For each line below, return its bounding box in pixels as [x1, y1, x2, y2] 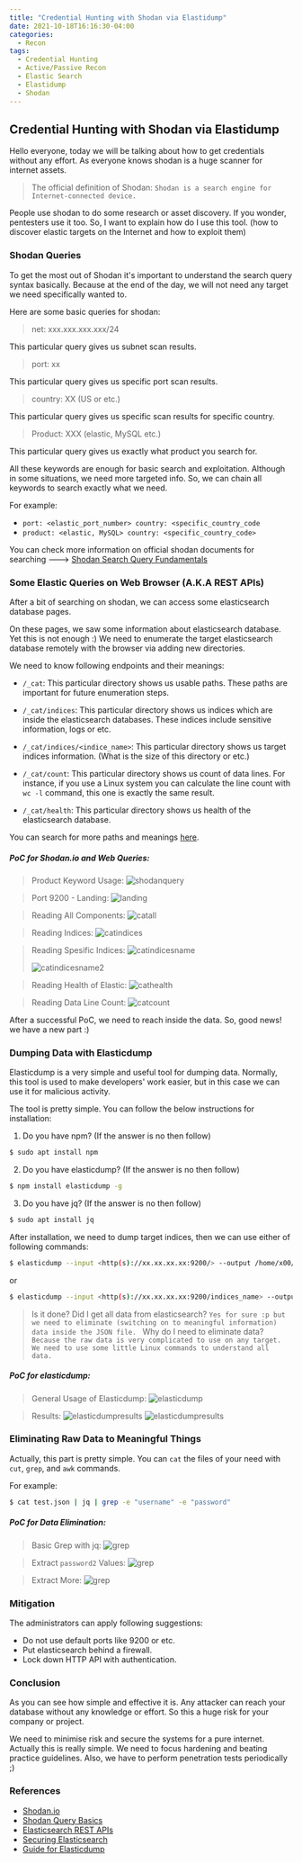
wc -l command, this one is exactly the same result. [22, 787, 216, 797]
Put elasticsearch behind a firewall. [22, 1644, 153, 1655]
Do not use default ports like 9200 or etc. [22, 1634, 175, 1645]
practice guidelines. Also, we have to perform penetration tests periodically [9, 1752, 288, 1764]
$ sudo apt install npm [9, 1148, 99, 1157]
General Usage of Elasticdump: [31, 1392, 147, 1404]
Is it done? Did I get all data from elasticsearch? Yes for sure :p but [31, 1309, 286, 1319]
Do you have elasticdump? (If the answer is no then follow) [22, 1165, 240, 1175]
